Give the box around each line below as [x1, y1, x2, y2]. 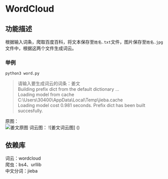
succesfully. [17, 108, 43, 114]
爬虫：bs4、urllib [5, 162, 42, 168]
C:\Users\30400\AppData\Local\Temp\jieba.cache [17, 97, 123, 103]
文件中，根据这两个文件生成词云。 [5, 45, 77, 51]
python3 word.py [5, 71, 40, 76]
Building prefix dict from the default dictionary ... [17, 86, 119, 92]
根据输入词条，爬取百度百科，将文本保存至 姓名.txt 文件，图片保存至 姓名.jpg [5, 39, 163, 45]
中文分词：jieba [5, 168, 38, 174]
